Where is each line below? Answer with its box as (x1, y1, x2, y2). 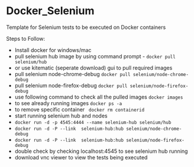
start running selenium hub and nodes (14, 112, 108, 119)
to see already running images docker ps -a (14, 99, 122, 107)
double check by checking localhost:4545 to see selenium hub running (14, 148, 188, 155)
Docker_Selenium (6, 4, 95, 18)
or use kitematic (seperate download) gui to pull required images (14, 64, 173, 71)
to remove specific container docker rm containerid (14, 106, 145, 113)
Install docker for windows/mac (14, 46, 92, 54)
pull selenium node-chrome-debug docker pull (14, 70, 131, 77)
